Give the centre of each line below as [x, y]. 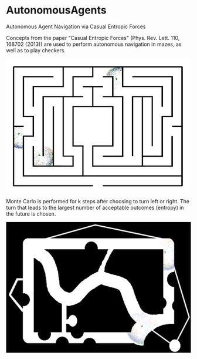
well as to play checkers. [36, 50]
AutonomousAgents [56, 10]
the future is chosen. [31, 214]
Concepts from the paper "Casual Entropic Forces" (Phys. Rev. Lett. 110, [93, 38]
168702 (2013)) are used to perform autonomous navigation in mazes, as [94, 44]
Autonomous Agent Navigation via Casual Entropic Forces [76, 26]
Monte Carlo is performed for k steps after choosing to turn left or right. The [98, 202]
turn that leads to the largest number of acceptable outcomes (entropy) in [95, 208]
